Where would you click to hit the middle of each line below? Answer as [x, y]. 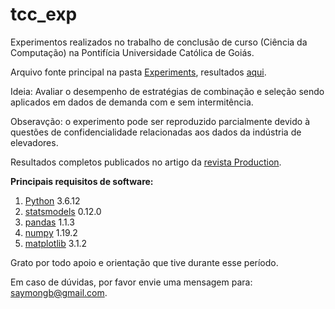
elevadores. [34, 142]
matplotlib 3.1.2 [56, 243]
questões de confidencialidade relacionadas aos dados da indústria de [156, 132]
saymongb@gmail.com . [59, 292]
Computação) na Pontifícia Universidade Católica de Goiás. [132, 52]
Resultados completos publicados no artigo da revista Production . [146, 162]
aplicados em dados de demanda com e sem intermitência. [132, 102]
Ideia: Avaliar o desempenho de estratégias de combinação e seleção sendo [167, 91]
